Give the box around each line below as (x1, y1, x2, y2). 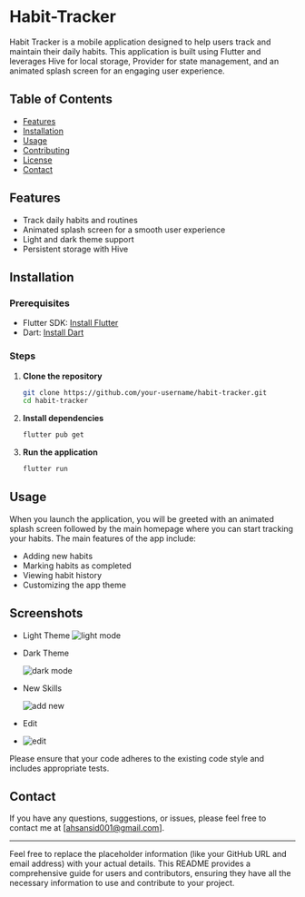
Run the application (22, 447, 98, 458)
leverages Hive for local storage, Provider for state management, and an (9, 55, 280, 66)
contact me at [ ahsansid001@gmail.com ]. (9, 823, 165, 833)
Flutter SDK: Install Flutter (22, 318, 119, 329)
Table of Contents (9, 92, 113, 107)
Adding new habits (22, 550, 93, 561)
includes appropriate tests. (9, 763, 110, 774)
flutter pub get (22, 430, 84, 439)
